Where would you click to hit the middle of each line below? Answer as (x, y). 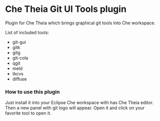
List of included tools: (27, 32)
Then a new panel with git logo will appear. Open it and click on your (75, 108)
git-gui (19, 42)
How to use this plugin (33, 92)
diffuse (20, 79)
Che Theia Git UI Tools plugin (66, 9)
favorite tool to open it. (28, 113)
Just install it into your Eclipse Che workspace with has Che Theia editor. (79, 103)
